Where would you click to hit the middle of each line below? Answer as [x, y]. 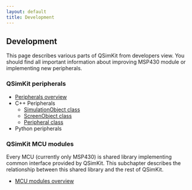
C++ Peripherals [35, 103]
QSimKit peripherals [36, 84]
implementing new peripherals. [44, 68]
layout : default [26, 12]
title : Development [30, 17]
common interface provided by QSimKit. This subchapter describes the [94, 163]
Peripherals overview [41, 96]
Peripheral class [44, 122]
